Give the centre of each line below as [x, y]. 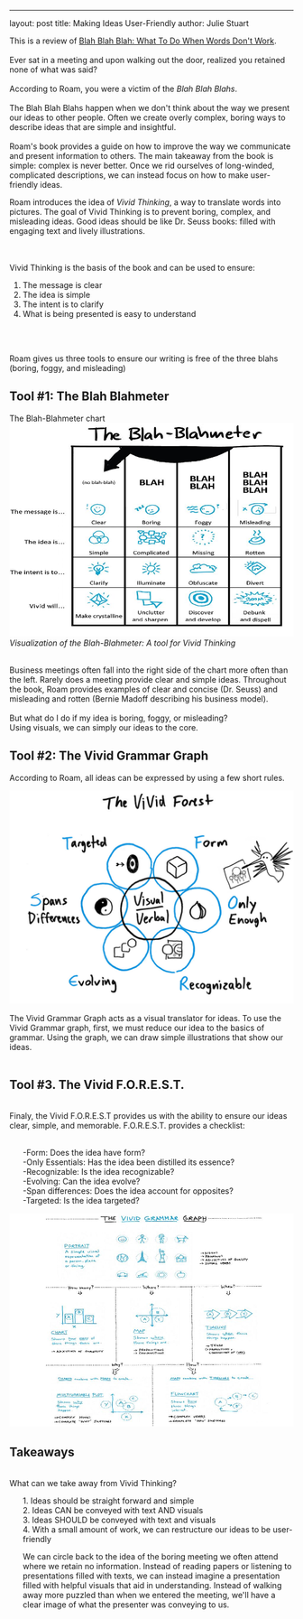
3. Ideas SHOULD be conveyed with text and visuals [119, 1520]
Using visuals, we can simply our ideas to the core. [104, 727]
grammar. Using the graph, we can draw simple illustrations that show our [147, 1037]
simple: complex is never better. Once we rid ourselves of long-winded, [142, 165]
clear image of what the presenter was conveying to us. [126, 1605]
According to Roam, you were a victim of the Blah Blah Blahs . [124, 88]
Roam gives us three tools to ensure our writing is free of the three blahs [144, 358]
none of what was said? [53, 70]
